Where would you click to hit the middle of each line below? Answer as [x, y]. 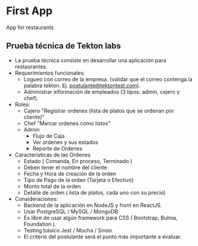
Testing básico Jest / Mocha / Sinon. [69, 230]
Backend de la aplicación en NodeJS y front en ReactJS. [93, 205]
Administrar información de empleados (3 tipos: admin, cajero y [102, 92]
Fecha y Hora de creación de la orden [70, 174]
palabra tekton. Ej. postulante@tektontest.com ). [82, 85]
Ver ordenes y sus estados [65, 142]
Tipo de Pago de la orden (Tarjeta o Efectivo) [78, 180]
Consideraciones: [36, 199]
